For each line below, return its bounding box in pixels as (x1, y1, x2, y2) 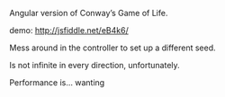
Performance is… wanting (9, 77, 105, 88)
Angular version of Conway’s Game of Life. (9, 8, 168, 18)
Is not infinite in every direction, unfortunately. (9, 60, 180, 70)
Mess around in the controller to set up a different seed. (9, 42, 216, 53)
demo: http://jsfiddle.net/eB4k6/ (9, 25, 129, 35)
